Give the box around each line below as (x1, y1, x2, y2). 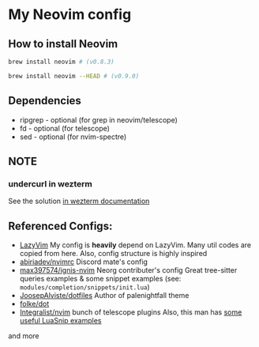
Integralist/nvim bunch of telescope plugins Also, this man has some (19, 307, 242, 317)
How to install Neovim (8, 37, 118, 51)
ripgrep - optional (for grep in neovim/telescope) (19, 115, 178, 124)
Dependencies (8, 94, 81, 107)
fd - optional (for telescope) (19, 123, 111, 133)
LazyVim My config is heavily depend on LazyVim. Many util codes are (19, 240, 252, 250)
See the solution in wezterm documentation (8, 196, 150, 206)
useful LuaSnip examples (19, 316, 102, 326)
